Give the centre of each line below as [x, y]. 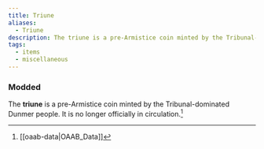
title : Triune [31, 15]
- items [28, 52]
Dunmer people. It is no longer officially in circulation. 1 [95, 113]
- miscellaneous [42, 60]
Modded [24, 87]
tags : [17, 45]
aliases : [22, 23]
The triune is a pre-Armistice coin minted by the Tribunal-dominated [119, 104]
